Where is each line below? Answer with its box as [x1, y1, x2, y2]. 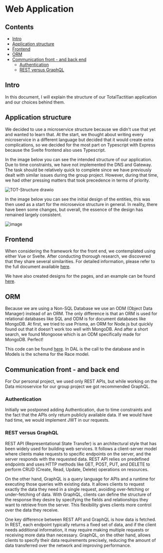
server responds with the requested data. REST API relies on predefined [5, 456, 149, 462]
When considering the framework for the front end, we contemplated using [5, 248, 156, 254]
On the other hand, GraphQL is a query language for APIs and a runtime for [5, 476, 156, 482]
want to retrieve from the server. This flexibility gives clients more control [5, 502, 152, 508]
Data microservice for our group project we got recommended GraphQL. [5, 384, 150, 389]
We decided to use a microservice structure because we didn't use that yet [5, 126, 156, 132]
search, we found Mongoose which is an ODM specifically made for [5, 331, 141, 337]
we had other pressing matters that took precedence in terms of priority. [5, 177, 150, 183]
